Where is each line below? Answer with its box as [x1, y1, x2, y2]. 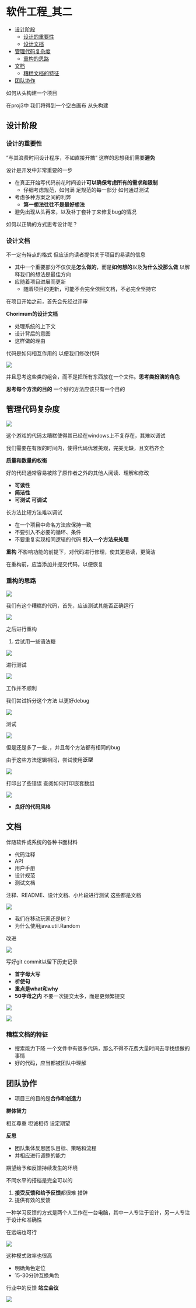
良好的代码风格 [14, 803, 51, 810]
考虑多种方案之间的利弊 [14, 194, 71, 201]
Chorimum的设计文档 [6, 310, 58, 317]
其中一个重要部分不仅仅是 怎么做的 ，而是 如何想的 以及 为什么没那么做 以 [14, 263, 185, 270]
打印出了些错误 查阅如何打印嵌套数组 [6, 780, 94, 787]
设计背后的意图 [14, 330, 51, 337]
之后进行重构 [6, 625, 37, 632]
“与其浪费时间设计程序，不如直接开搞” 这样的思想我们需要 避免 [6, 154, 156, 161]
